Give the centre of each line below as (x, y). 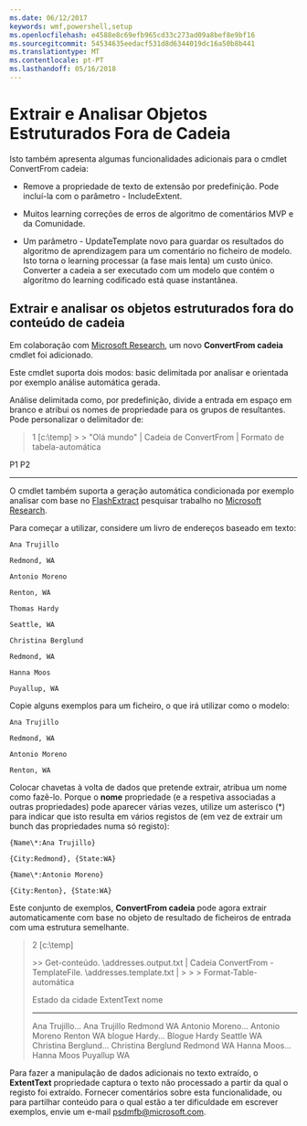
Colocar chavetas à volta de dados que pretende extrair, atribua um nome (148, 787)
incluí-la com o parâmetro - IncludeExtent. (102, 196)
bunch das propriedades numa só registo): (90, 826)
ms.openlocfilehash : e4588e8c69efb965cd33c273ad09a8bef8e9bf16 (132, 35)
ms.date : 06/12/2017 (49, 18)
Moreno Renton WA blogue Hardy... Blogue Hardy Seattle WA (147, 1036)
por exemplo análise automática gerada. (85, 382)
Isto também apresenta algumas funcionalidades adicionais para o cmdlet (148, 159)
